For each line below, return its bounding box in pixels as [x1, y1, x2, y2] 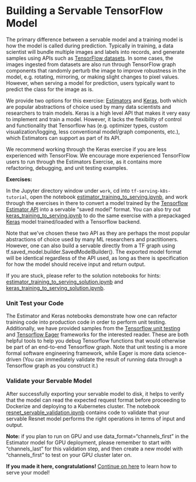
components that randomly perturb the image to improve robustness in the [6, 67, 186, 74]
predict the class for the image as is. [6, 86, 94, 93]
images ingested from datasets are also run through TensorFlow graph [6, 60, 177, 68]
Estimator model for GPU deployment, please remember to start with [6, 439, 171, 446]
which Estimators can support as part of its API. [6, 134, 121, 141]
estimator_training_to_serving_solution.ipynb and [6, 278, 124, 285]
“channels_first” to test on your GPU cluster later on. [6, 451, 132, 458]
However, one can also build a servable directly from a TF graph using [6, 242, 176, 249]
